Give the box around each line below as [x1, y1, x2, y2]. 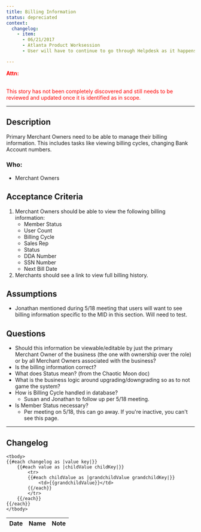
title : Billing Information [6, 8, 77, 15]
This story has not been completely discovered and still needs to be [6, 88, 173, 95]
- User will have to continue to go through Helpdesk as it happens [22, 48, 197, 54]
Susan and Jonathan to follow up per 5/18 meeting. [23, 396, 150, 403]
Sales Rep [23, 240, 49, 247]
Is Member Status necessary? [14, 402, 89, 409]
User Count [23, 226, 53, 234]
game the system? [14, 382, 61, 390]
